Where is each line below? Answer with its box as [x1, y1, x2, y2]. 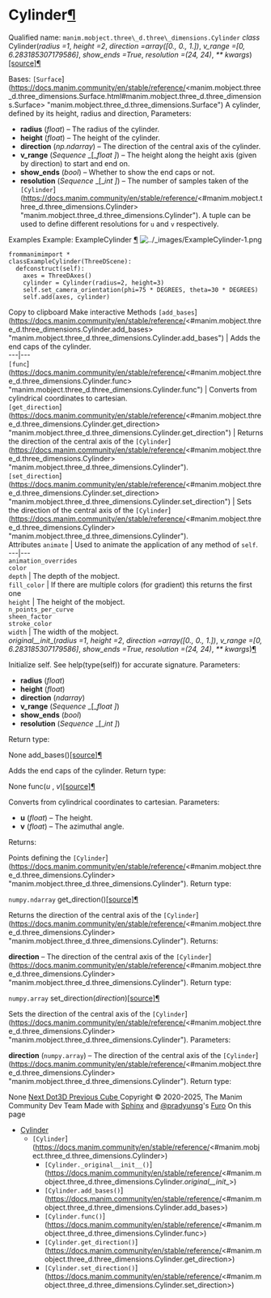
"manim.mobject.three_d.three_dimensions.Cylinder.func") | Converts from [8, 384, 257, 394]
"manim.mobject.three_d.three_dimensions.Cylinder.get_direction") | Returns [8, 427, 264, 437]
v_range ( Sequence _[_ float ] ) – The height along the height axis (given [19, 150, 257, 160]
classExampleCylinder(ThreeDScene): [8, 257, 132, 265]
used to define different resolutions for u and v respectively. [19, 219, 219, 229]
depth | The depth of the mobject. [8, 571, 120, 580]
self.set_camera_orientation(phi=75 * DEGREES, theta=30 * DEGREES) [23, 285, 259, 293]
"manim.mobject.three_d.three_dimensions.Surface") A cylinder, [47, 100, 261, 109]
